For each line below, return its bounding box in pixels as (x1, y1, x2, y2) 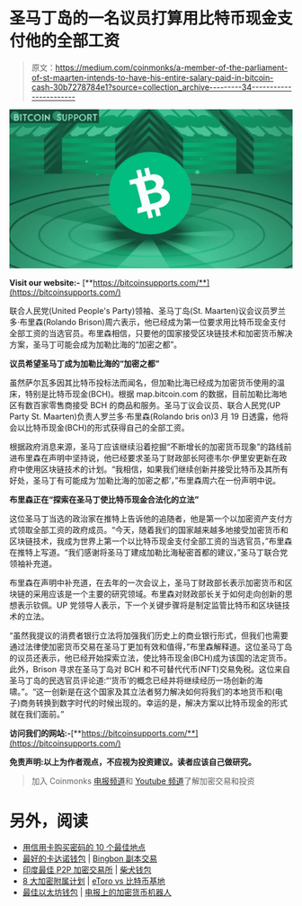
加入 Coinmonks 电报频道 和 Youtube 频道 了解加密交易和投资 (31, 776, 255, 786)
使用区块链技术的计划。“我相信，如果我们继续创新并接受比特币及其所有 (24, 464, 289, 475)
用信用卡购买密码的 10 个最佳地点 (22, 842, 147, 853)
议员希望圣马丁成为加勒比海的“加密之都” (9, 359, 160, 369)
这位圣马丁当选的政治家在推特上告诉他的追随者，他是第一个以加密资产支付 (9, 513, 285, 524)
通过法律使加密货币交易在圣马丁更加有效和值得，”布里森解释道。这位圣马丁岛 (9, 642, 293, 653)
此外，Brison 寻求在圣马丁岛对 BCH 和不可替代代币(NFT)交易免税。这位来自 (9, 664, 290, 675)
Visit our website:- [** (9, 278, 93, 289)
